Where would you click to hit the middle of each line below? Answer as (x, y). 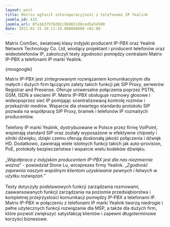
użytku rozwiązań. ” (26, 176)
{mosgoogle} (19, 69)
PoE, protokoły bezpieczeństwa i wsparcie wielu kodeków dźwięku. (75, 149)
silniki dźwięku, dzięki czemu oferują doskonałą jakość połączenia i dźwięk (83, 138)
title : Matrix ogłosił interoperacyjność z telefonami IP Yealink (77, 15)
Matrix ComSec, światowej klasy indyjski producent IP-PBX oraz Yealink (80, 43)
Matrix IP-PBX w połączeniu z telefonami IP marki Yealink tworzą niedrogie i (84, 203)
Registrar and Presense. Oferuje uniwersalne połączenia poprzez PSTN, (80, 90)
